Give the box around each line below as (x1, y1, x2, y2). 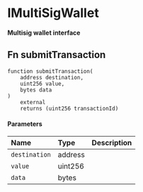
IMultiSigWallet (7, 5, 99, 21)
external (20, 98, 46, 106)
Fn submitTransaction (7, 49, 106, 61)
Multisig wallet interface (7, 28, 81, 37)
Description (91, 137, 132, 147)
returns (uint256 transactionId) (20, 105, 119, 112)
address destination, (20, 74, 84, 81)
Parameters (7, 120, 42, 128)
